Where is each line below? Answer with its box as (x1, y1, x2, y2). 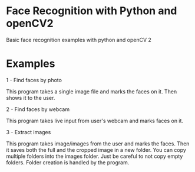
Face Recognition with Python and (6, 4, 177, 18)
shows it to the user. (6, 94, 55, 101)
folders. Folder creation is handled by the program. (6, 158, 130, 166)
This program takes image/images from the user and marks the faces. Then (6, 140, 190, 147)
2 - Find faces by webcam (6, 105, 70, 113)
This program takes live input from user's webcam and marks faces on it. (6, 117, 184, 124)
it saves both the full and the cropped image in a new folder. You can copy (6, 146, 187, 153)
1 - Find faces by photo (6, 76, 62, 83)
